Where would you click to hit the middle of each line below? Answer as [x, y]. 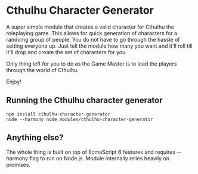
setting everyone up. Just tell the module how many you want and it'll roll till [99, 46]
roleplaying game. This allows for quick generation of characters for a [92, 33]
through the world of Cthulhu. [43, 70]
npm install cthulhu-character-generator [58, 114]
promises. [18, 164]
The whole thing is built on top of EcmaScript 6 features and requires [91, 152]
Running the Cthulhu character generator [84, 100]
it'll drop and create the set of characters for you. [66, 52]
